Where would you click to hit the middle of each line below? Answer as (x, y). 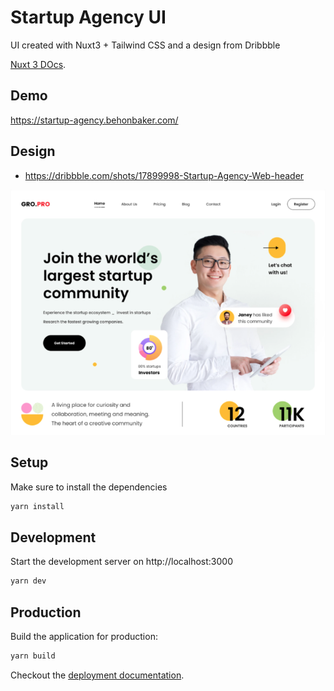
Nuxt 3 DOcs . (38, 64)
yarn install (37, 506)
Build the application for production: (84, 637)
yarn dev (28, 581)
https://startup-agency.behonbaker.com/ (94, 120)
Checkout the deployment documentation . (97, 675)
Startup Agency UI (88, 17)
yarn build (33, 656)
